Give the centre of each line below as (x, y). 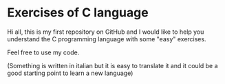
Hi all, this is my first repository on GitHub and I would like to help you (106, 32)
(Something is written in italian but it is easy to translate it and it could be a (112, 65)
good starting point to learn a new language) (70, 73)
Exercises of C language (78, 13)
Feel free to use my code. (43, 52)
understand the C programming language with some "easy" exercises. (107, 39)
